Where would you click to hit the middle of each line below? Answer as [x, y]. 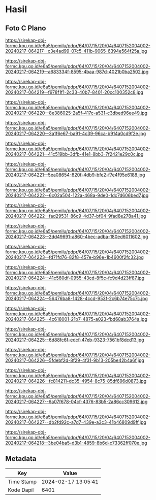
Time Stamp [22, 482]
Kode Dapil [21, 490]
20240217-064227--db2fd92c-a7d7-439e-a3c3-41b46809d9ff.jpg [76, 422]
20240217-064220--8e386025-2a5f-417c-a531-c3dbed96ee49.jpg [76, 113]
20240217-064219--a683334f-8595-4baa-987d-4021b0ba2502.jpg [77, 72]
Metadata [21, 459]
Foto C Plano [26, 28]
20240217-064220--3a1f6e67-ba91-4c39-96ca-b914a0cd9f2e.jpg [76, 134]
